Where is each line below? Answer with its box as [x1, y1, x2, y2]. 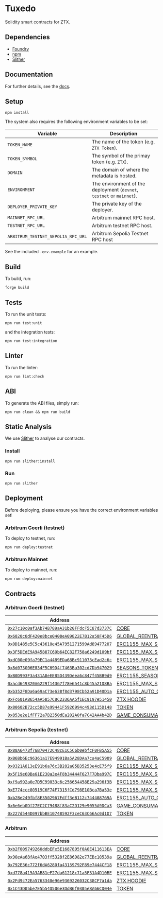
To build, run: [5, 276, 32, 282]
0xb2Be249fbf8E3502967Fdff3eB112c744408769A [7, 795, 112, 801]
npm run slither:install [5, 459, 55, 464]
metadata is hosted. [91, 173, 137, 179]
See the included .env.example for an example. [5, 249, 98, 255]
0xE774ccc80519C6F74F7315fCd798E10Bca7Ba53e [7, 787, 112, 793]
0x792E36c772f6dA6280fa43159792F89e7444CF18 [7, 862, 112, 867]
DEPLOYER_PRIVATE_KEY [7, 204, 57, 209]
